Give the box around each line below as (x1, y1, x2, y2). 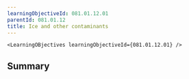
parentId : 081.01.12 (7, 16, 66, 23)
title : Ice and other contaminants (7, 23, 109, 30)
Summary (7, 60, 50, 72)
